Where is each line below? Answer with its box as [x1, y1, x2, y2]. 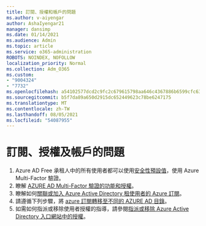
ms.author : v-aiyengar [6, 15, 64, 21]
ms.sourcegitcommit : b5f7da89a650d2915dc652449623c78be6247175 [6, 94, 172, 100]
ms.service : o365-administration [6, 49, 92, 55]
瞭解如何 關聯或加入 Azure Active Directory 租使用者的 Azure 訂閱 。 [15, 190, 185, 197]
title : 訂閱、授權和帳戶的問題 [6, 9, 76, 15]
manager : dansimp [6, 26, 51, 32]
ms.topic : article [6, 43, 53, 50]
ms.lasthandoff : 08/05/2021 [6, 111, 78, 118]
